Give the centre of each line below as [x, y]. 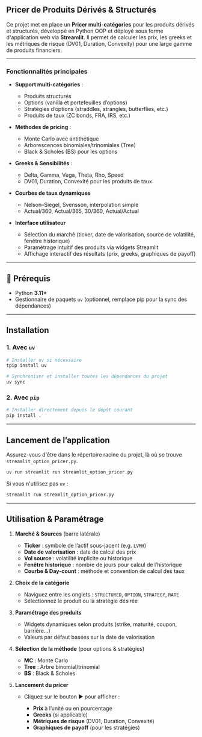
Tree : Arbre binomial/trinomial [62, 666]
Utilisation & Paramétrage [55, 519]
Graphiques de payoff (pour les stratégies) [86, 727]
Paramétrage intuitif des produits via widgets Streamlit [91, 247]
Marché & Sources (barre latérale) [57, 534]
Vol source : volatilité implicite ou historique [78, 558]
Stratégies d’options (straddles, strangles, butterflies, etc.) [96, 109]
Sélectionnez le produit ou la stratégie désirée [81, 601]
